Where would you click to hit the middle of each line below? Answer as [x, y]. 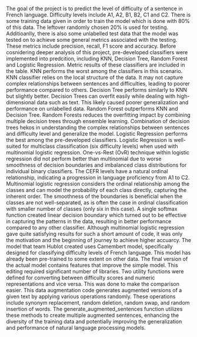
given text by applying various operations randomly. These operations [91, 296]
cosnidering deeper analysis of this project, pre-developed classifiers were [97, 52]
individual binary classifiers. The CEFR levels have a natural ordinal [87, 171]
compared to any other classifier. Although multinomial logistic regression [95, 227]
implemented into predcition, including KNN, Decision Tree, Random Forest [97, 59]
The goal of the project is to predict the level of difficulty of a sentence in [95, 9]
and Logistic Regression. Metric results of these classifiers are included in [96, 65]
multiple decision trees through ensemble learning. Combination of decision [98, 121]
